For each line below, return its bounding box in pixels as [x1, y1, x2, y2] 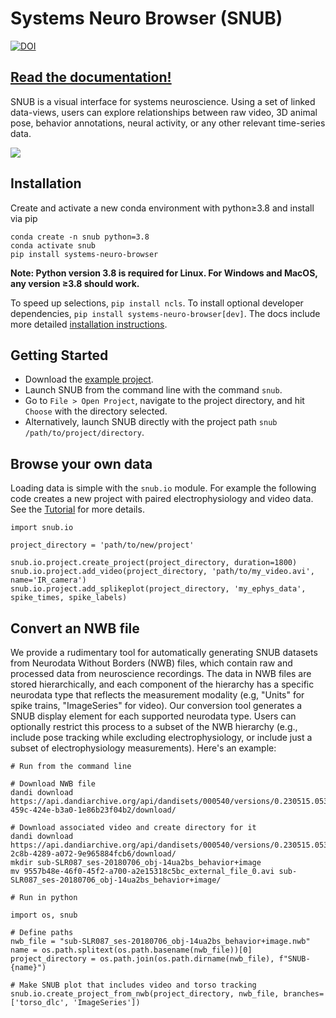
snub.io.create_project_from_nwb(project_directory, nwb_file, [10, 989, 280, 999]
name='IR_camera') [10, 575, 87, 586]
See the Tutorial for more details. [10, 503, 145, 516]
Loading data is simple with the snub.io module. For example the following [10, 482, 317, 494]
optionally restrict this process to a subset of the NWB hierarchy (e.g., [10, 721, 298, 732]
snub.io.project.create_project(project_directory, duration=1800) [10, 558, 298, 568]
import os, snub [10, 910, 78, 920]
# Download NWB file [10, 779, 97, 789]
